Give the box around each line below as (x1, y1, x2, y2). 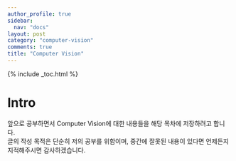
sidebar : (7, 17, 33, 24)
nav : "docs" (14, 24, 50, 31)
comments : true (7, 43, 53, 51)
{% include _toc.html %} (7, 69, 79, 78)
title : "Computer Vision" (7, 51, 84, 58)
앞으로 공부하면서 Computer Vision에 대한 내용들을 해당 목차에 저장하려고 (7, 119, 212, 128)
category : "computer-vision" (7, 37, 94, 44)
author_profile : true (7, 10, 72, 18)
